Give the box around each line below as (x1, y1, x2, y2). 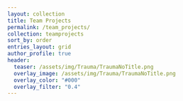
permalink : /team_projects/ (7, 23, 91, 31)
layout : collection (7, 10, 65, 18)
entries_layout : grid (7, 43, 72, 51)
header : (7, 57, 30, 64)
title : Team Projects (7, 17, 72, 24)
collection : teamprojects (7, 30, 84, 38)
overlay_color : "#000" (13, 76, 81, 84)
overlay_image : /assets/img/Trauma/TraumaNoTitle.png (13, 70, 176, 77)
